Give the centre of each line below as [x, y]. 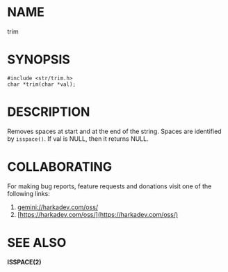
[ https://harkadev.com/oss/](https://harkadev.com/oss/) [98, 214]
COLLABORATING [60, 167]
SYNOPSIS [39, 60]
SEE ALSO [37, 242]
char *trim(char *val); [42, 84]
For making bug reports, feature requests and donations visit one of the [109, 186]
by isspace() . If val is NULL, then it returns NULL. [78, 138]
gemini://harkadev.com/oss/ [58, 207]
